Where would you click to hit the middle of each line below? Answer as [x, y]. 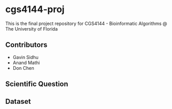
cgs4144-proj [35, 9]
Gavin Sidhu [25, 57]
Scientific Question [37, 84]
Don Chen [23, 68]
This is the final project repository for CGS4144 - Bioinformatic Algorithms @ [86, 23]
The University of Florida [32, 29]
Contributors [26, 45]
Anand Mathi [26, 63]
